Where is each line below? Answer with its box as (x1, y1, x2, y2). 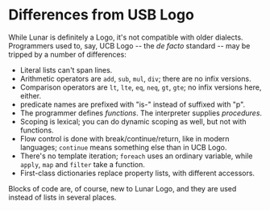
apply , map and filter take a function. (19, 159, 145, 169)
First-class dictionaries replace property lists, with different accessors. (19, 168, 255, 178)
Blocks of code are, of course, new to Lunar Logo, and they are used (8, 183, 237, 193)
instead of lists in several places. (8, 192, 117, 202)
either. (19, 90, 42, 100)
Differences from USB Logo (8, 6, 195, 24)
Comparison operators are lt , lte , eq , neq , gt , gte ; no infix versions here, (19, 82, 262, 92)
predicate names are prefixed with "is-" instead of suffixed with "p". (19, 99, 246, 109)
